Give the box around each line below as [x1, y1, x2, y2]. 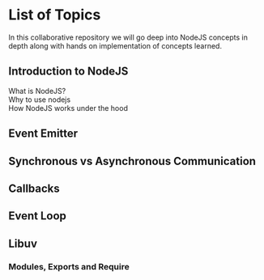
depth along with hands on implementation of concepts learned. [8, 40, 223, 50]
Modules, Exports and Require [8, 261, 130, 272]
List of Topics [8, 6, 101, 24]
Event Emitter [8, 127, 79, 141]
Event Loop [8, 209, 67, 223]
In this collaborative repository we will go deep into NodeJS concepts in [8, 32, 249, 42]
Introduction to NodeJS [8, 65, 129, 78]
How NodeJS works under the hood [8, 103, 128, 112]
